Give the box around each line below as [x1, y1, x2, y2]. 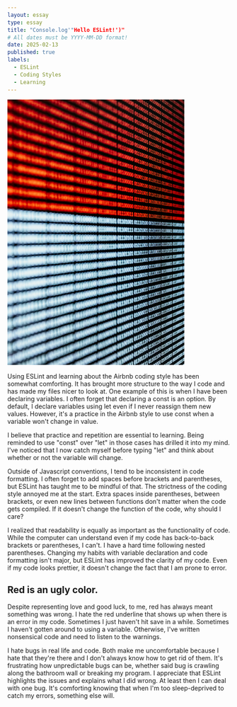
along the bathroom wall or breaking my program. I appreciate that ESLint [7, 669, 221, 677]
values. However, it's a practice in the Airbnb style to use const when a [7, 409, 214, 418]
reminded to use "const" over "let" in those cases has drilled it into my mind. [7, 438, 230, 447]
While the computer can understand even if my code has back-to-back [7, 533, 214, 541]
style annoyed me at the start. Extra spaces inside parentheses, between [7, 489, 220, 498]
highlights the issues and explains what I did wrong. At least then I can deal [7, 677, 226, 685]
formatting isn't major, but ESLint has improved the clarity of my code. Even [7, 556, 228, 564]
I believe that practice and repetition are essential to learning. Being [7, 430, 204, 439]
